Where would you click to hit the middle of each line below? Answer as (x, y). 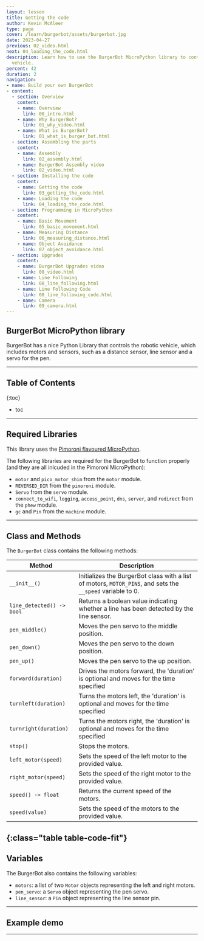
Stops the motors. (104, 746)
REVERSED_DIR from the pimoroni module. (65, 485)
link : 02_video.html (48, 170)
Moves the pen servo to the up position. (135, 661)
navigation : (21, 80)
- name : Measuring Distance (53, 232)
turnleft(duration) (37, 704)
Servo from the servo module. (52, 492)
